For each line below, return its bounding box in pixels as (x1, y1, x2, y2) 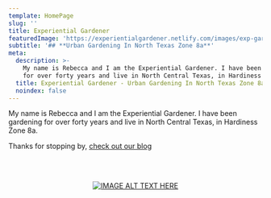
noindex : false (15, 86, 67, 95)
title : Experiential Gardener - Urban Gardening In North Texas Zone (15, 79, 254, 87)
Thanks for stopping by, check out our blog (8, 142, 152, 151)
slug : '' (8, 19, 38, 27)
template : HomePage (8, 11, 74, 20)
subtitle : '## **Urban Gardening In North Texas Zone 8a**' (8, 42, 215, 50)
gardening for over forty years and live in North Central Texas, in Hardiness (8, 118, 258, 127)
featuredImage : (8, 34, 60, 43)
